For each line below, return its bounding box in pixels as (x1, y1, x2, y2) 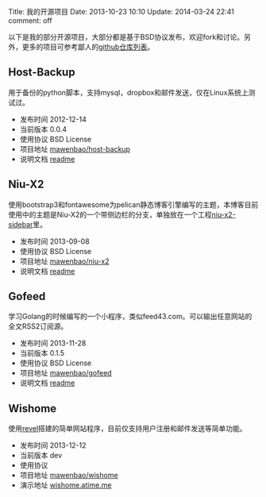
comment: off (8, 16, 53, 25)
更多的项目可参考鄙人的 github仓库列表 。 (21, 42, 155, 52)
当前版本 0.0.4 (19, 124, 67, 133)
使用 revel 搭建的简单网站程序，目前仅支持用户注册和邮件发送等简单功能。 (8, 424, 248, 433)
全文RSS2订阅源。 (8, 322, 68, 331)
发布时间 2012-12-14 (19, 114, 87, 124)
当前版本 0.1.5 (19, 349, 65, 358)
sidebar (8, 219, 33, 229)
